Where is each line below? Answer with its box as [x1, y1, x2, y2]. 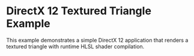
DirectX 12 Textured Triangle [6, 4, 152, 18]
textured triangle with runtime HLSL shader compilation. [6, 43, 145, 50]
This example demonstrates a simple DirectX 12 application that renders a [6, 36, 189, 43]
